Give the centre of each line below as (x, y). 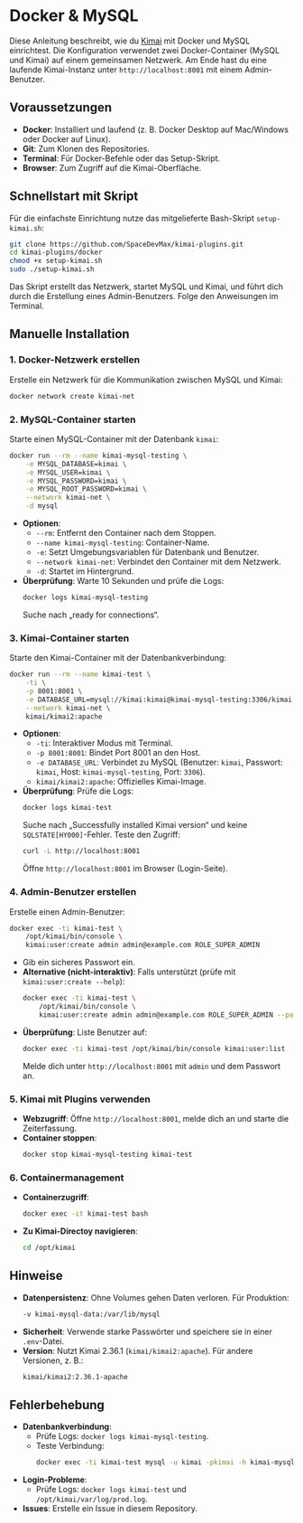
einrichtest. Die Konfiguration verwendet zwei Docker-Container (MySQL (145, 50)
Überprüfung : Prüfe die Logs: (78, 791)
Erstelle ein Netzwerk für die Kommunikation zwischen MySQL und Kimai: (146, 380)
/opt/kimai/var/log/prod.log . (92, 1499)
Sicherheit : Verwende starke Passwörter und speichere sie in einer (147, 1331)
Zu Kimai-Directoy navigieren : (80, 1231)
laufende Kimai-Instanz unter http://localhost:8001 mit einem (126, 70)
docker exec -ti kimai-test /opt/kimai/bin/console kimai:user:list (154, 1048)
